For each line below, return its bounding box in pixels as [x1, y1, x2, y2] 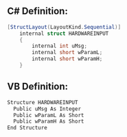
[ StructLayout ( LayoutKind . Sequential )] [7, 23, 122, 30]
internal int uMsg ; [32, 42, 88, 50]
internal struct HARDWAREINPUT [19, 30, 109, 37]
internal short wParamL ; [32, 49, 103, 56]
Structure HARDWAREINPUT [7, 99, 78, 105]
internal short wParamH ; [32, 55, 103, 62]
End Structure [7, 125, 48, 132]
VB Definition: [7, 81, 69, 92]
